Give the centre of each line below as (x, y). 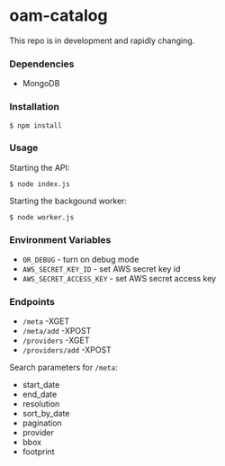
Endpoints (32, 302)
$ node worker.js (42, 217)
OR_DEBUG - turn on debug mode (81, 260)
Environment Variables (60, 239)
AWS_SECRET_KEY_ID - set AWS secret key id (101, 269)
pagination (42, 423)
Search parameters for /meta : (63, 367)
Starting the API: (40, 167)
